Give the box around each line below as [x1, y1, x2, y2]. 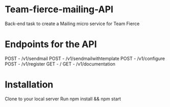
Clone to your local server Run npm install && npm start [5, 96, 121, 102]
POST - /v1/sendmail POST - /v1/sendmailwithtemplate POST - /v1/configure [5, 55, 165, 61]
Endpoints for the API [5, 38, 98, 50]
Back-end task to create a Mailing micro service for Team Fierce [5, 20, 140, 27]
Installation [5, 79, 54, 91]
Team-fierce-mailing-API [5, 4, 113, 15]
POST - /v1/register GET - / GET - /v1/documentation [5, 60, 116, 67]
